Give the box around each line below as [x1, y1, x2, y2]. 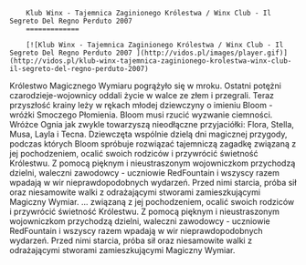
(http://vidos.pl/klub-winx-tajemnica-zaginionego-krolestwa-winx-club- [9, 56, 292, 66]
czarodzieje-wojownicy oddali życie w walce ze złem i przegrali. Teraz [9, 90, 274, 100]
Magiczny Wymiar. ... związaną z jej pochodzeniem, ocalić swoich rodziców [9, 197, 295, 207]
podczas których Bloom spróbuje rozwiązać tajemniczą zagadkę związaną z [9, 138, 297, 149]
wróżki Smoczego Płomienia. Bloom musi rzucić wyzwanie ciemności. [9, 109, 273, 120]
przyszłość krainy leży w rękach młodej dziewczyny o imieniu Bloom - [9, 100, 273, 110]
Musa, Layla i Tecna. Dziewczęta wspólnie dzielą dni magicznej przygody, [9, 128, 288, 139]
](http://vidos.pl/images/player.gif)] [135, 48, 288, 57]
